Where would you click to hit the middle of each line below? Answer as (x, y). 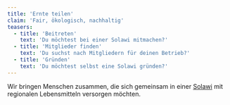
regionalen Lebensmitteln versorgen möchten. (74, 94)
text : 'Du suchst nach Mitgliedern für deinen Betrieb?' (105, 54)
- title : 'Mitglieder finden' (58, 47)
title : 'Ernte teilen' (40, 14)
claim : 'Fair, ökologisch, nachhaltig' (66, 20)
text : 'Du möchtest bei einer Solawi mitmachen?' (94, 40)
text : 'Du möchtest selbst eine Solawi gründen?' (94, 66)
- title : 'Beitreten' (45, 33)
